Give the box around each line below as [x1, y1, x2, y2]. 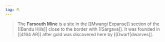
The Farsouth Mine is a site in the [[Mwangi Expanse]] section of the [17, 21, 160, 27]
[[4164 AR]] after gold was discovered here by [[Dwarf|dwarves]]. [17, 31, 153, 37]
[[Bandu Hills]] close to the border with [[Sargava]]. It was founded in [17, 26, 160, 32]
